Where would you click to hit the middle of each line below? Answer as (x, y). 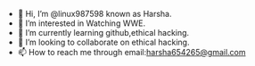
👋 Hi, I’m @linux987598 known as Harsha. (95, 14)
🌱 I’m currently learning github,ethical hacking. (103, 33)
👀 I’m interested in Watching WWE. (82, 23)
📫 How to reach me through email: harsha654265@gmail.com (132, 52)
